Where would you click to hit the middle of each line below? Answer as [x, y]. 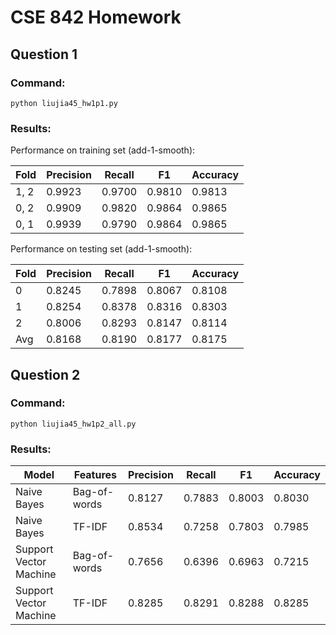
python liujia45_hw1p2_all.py [73, 424]
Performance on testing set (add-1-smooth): [101, 249]
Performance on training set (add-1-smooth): [103, 150]
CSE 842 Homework [96, 17]
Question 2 [45, 374]
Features [95, 475]
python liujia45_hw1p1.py [64, 103]
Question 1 [44, 54]
